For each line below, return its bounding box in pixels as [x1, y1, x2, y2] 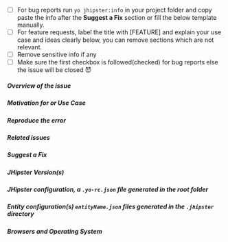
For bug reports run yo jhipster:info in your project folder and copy [16, 6, 212, 14]
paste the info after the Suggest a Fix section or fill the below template [16, 14, 218, 22]
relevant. [16, 43, 43, 51]
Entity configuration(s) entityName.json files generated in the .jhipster [7, 202, 214, 211]
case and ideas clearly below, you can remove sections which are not [16, 36, 214, 44]
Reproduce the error [7, 116, 67, 124]
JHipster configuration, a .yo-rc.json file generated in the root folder [7, 185, 208, 194]
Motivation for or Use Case [7, 99, 86, 107]
